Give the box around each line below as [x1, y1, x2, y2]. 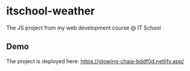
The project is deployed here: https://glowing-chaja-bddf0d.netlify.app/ [6, 57, 185, 64]
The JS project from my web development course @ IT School [6, 24, 161, 31]
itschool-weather [6, 4, 95, 18]
